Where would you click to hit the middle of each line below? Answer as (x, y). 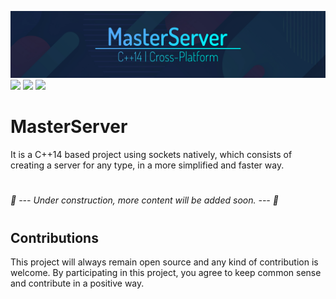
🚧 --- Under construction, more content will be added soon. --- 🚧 (144, 200)
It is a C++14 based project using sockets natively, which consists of (151, 155)
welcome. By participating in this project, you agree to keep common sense (166, 273)
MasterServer (69, 127)
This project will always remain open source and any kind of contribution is (164, 262)
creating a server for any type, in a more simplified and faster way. (147, 165)
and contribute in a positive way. (77, 283)
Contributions (54, 237)
